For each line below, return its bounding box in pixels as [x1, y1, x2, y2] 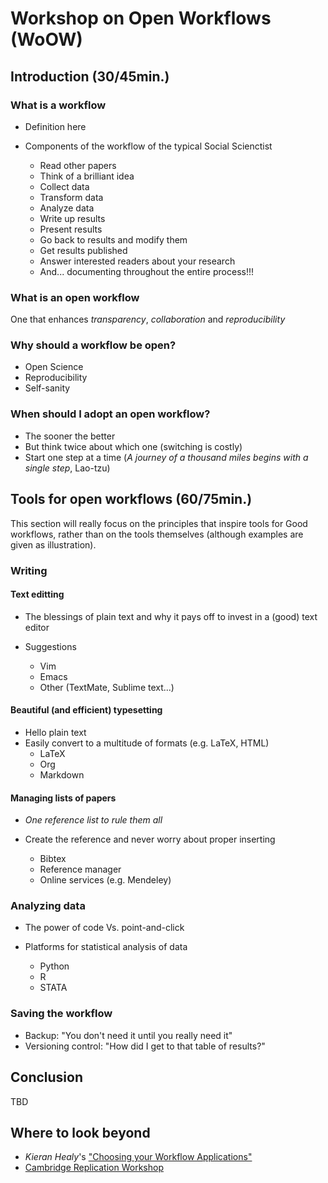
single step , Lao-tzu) [24, 462, 111, 474]
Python [39, 960, 70, 972]
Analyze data [39, 202, 95, 214]
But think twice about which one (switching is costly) [24, 440, 243, 452]
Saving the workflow [10, 1007, 113, 1021]
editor [24, 621, 50, 633]
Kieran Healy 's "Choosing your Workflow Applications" [24, 1151, 253, 1163]
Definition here [24, 120, 87, 132]
